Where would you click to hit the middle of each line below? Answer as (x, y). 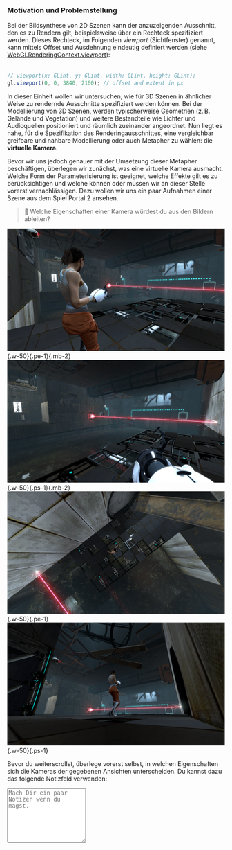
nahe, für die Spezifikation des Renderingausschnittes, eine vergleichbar (110, 133)
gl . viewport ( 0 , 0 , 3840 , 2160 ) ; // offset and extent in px (96, 83)
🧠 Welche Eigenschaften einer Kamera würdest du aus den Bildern (118, 211)
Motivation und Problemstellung (62, 10)
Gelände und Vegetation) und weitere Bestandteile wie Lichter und (101, 118)
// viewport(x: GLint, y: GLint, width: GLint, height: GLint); (101, 76)
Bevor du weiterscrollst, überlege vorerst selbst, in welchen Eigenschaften (113, 763)
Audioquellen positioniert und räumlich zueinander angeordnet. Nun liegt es (115, 125)
